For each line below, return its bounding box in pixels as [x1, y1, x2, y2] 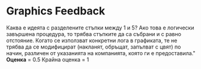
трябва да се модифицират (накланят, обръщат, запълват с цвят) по [6, 43, 181, 50]
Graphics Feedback [6, 4, 106, 18]
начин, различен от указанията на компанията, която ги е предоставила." [6, 49, 196, 56]
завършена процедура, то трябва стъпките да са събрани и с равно [6, 30, 182, 37]
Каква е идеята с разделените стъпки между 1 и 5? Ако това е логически [6, 24, 194, 31]
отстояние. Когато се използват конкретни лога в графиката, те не [6, 37, 178, 44]
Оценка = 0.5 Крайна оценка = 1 [6, 56, 89, 63]
